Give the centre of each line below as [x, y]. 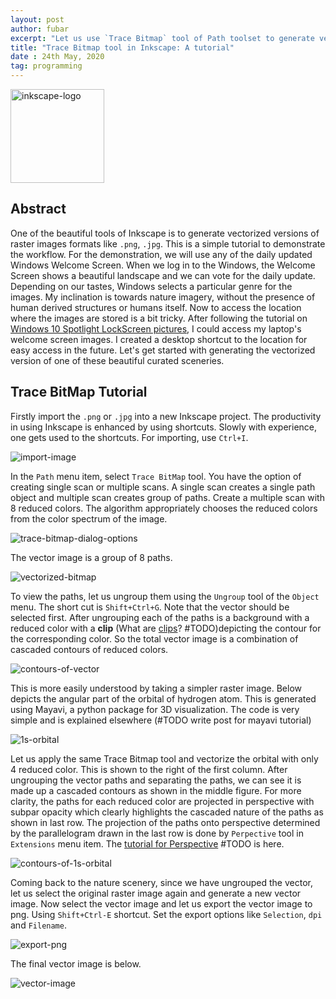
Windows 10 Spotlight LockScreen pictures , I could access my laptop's [156, 328]
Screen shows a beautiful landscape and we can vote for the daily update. [163, 275]
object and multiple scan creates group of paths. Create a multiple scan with [167, 497]
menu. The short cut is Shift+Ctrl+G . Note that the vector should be [150, 607]
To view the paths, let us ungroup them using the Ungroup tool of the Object [165, 596]
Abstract [38, 209]
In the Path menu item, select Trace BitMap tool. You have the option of [156, 476]
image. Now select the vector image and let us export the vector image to [161, 903]
